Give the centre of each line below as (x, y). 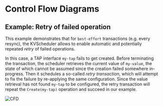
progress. (15, 74)
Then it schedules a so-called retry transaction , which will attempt (91, 74)
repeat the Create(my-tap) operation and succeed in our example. (71, 89)
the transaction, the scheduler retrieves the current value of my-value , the (79, 63)
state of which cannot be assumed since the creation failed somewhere (77, 69)
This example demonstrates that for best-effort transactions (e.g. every (78, 38)
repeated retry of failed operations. (40, 49)
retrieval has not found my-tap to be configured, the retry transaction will (77, 84)
